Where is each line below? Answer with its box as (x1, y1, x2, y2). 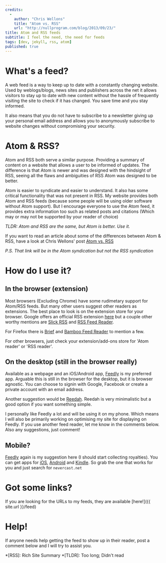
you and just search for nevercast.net (5, 465, 83, 471)
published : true (5, 44, 39, 49)
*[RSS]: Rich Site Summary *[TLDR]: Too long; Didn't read (5, 553, 124, 558)
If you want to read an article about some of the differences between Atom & (5, 233, 161, 239)
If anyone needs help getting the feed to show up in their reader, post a (5, 538, 150, 543)
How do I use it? (5, 265, 72, 276)
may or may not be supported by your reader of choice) (5, 213, 119, 219)
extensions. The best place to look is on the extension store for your (5, 308, 144, 314)
